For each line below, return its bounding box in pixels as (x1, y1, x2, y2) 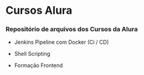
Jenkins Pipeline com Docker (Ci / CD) (14, 38, 109, 46)
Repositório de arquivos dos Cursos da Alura (5, 25, 138, 34)
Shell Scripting (14, 50, 51, 58)
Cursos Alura (5, 4, 72, 17)
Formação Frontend (14, 62, 63, 69)
